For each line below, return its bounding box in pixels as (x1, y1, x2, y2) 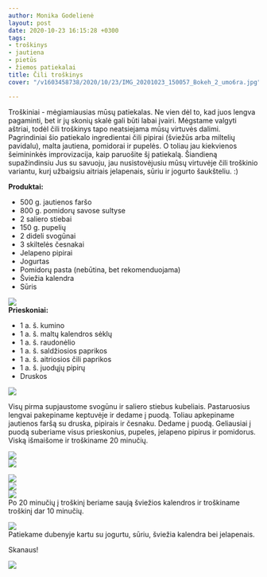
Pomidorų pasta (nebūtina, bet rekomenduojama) (19, 264, 181, 275)
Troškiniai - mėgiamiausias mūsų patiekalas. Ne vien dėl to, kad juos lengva (8, 107, 256, 116)
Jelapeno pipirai (19, 248, 73, 257)
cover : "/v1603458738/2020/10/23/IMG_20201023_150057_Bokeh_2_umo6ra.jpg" (8, 78, 261, 86)
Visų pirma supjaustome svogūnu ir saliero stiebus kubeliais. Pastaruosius (8, 401, 250, 411)
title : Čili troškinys (8, 71, 83, 79)
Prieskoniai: (8, 305, 49, 314)
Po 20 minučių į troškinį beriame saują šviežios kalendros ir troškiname (8, 497, 240, 507)
